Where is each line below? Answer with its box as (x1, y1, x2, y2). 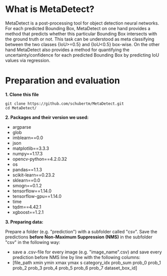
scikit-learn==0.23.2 (12, 172, 55, 178)
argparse (12, 124, 31, 130)
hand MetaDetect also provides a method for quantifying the (5, 47, 130, 53)
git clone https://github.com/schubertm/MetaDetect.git (5, 101, 124, 106)
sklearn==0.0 (12, 177, 40, 183)
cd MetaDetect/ (5, 105, 37, 111)
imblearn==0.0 (12, 134, 43, 141)
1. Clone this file (5, 91, 39, 97)
